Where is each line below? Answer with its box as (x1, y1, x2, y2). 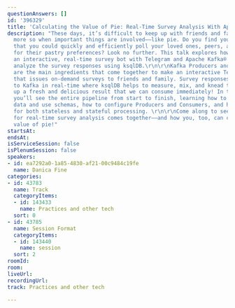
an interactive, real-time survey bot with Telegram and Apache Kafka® (13, 56, 227, 63)
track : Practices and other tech (7, 283, 105, 290)
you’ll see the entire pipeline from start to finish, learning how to (13, 95, 227, 102)
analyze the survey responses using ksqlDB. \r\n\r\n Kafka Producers (13, 62, 218, 69)
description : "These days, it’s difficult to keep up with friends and (7, 29, 220, 37)
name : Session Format (13, 225, 77, 232)
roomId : (7, 258, 30, 265)
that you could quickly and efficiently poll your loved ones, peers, (13, 43, 224, 50)
